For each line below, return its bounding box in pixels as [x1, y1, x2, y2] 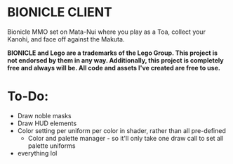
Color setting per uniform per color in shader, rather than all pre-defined [17, 126, 226, 134]
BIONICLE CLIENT [7, 4, 112, 20]
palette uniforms [27, 141, 76, 150]
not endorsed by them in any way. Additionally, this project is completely [7, 56, 224, 64]
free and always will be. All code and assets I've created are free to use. [7, 63, 221, 72]
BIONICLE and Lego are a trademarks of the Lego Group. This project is [7, 49, 218, 57]
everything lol [17, 149, 58, 157]
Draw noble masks [17, 111, 72, 120]
